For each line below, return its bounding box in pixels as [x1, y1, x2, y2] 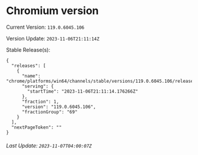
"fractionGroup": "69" [21, 109, 78, 115]
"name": [21, 73, 41, 79]
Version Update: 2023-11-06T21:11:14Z [6, 35, 100, 42]
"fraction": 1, [21, 99, 60, 105]
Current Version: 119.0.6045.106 [6, 23, 85, 31]
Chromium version [6, 4, 99, 18]
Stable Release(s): [6, 46, 51, 53]
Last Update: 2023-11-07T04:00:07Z [6, 142, 93, 149]
